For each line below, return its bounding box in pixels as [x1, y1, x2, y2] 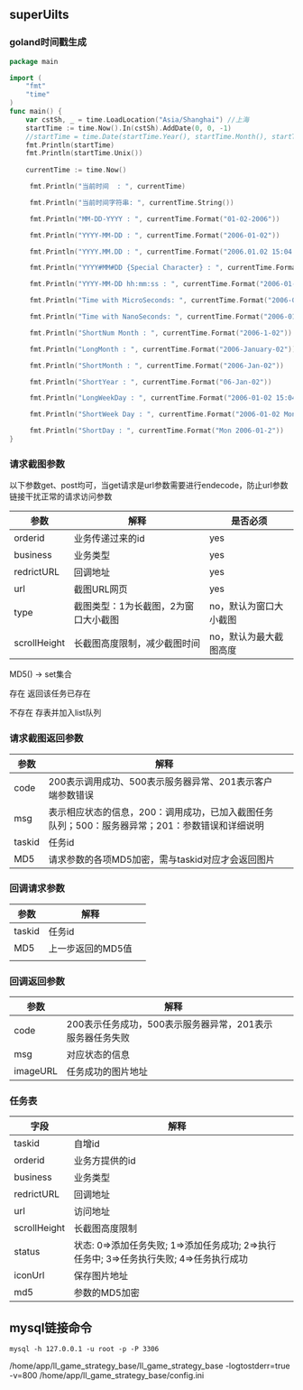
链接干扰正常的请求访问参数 [9, 491, 113, 502]
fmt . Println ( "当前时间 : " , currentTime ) [29, 182, 187, 191]
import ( [9, 73, 42, 82]
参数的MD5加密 [73, 1286, 140, 1299]
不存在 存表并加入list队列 [9, 708, 102, 718]
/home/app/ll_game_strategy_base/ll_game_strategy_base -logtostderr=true [9, 1360, 290, 1371]
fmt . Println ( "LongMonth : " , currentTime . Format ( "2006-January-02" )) [29, 345, 297, 354]
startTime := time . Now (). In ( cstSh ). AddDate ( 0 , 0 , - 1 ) [25, 124, 232, 133]
